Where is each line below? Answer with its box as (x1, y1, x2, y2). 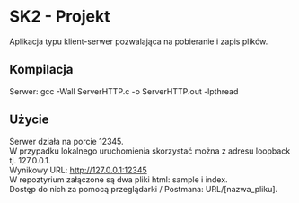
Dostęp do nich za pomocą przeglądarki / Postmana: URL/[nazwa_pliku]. (9, 183, 278, 194)
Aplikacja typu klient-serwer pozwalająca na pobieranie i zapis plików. (9, 36, 268, 47)
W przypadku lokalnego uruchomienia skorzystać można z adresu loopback (9, 146, 291, 156)
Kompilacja (9, 62, 74, 77)
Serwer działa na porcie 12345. (9, 136, 124, 146)
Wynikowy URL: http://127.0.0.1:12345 (9, 164, 148, 175)
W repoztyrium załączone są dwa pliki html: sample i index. (9, 173, 228, 185)
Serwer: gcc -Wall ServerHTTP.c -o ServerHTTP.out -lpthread (9, 85, 239, 96)
